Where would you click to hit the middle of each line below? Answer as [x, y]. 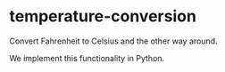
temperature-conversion [103, 16]
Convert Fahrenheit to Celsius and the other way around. [113, 41]
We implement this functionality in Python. [87, 58]
